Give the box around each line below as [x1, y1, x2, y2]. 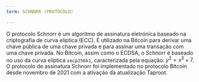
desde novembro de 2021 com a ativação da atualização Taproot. [6, 69, 168, 76]
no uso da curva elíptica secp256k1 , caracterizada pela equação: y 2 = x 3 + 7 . [6, 55, 194, 64]
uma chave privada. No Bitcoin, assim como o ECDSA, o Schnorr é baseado [6, 49, 194, 56]
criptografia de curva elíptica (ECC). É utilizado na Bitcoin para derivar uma [6, 36, 192, 43]
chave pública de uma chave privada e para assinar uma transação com [6, 43, 184, 50]
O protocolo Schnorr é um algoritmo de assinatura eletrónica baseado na [6, 30, 187, 37]
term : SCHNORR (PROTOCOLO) [6, 8, 74, 15]
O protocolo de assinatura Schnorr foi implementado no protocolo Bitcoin [6, 63, 187, 70]
